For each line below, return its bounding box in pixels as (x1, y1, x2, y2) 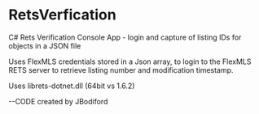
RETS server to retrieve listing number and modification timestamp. (8, 65, 234, 74)
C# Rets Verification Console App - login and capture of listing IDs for (8, 32, 242, 42)
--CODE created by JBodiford (8, 96, 108, 106)
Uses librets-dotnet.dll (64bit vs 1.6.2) (8, 81, 135, 91)
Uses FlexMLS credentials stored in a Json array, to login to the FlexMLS (8, 57, 252, 66)
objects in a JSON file (8, 40, 81, 50)
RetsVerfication (8, 6, 116, 24)
